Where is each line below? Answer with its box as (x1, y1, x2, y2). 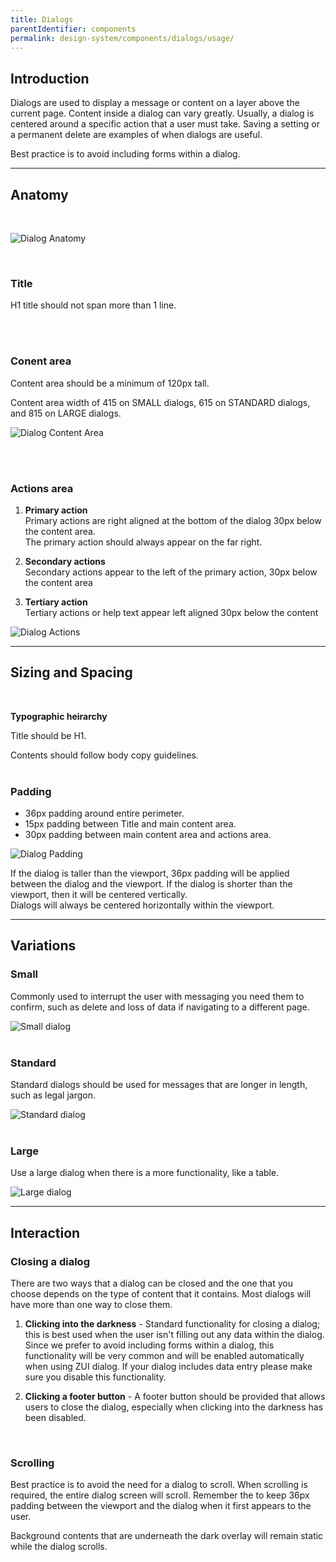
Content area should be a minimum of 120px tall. (10, 377, 210, 389)
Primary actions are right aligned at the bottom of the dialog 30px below (24, 514, 322, 526)
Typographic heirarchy (10, 710, 108, 722)
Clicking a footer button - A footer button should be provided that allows (24, 1390, 326, 1402)
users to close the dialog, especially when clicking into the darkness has (24, 1401, 324, 1413)
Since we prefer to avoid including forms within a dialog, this (24, 1339, 275, 1351)
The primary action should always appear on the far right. (24, 536, 263, 548)
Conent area (10, 354, 72, 368)
